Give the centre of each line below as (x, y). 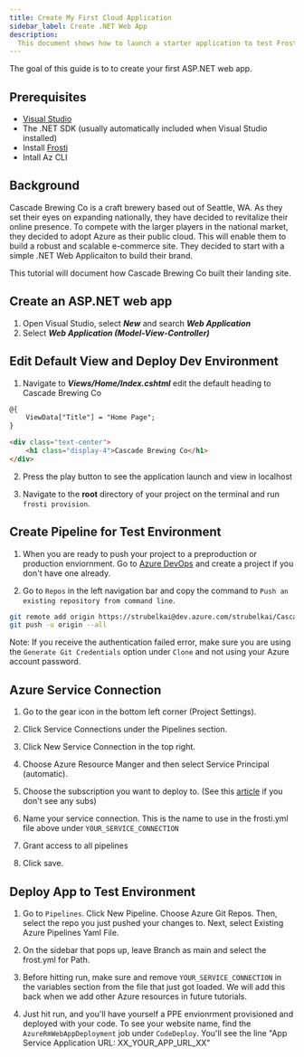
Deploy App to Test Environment (103, 892)
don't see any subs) (59, 801)
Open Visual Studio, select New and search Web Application (137, 323)
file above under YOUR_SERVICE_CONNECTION (100, 828)
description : (34, 34)
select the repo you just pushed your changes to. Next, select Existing (153, 922)
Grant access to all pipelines (75, 845)
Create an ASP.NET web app (91, 302)
